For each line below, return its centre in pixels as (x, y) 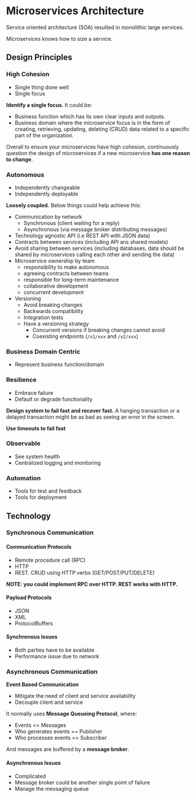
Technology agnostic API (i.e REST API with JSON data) (82, 236)
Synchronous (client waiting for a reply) (71, 223)
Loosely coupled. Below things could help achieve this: (74, 205)
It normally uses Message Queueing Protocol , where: (72, 714)
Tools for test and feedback (48, 491)
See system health (37, 456)
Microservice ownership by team (55, 260)
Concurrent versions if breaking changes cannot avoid (99, 330)
